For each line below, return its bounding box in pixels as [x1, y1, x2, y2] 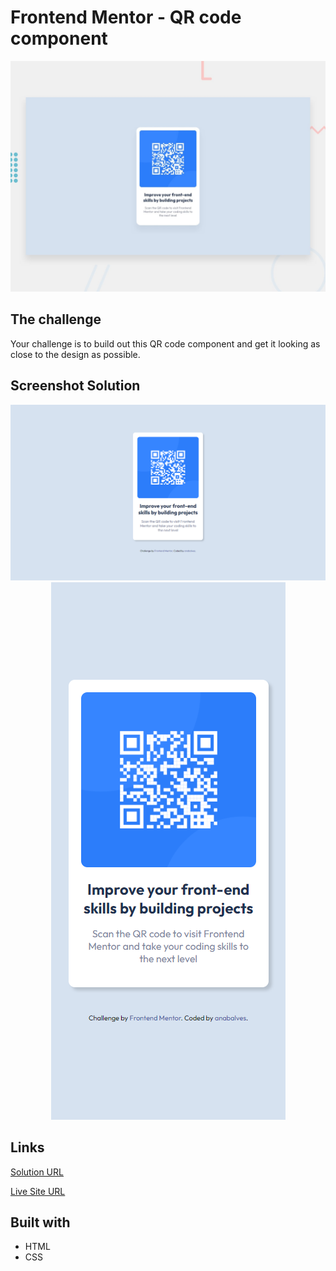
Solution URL [10, 1166, 64, 1178]
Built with [10, 1214, 71, 1231]
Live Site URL [10, 1185, 66, 1197]
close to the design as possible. [10, 348, 141, 360]
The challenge [10, 311, 102, 328]
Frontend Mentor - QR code [10, 6, 242, 29]
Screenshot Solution [10, 377, 141, 395]
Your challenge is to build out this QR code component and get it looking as [10, 337, 321, 350]
